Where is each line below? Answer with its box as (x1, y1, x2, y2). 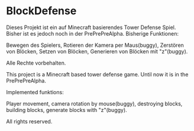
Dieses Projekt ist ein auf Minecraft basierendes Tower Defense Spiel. (6, 24, 176, 31)
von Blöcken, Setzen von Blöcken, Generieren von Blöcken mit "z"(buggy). (6, 47, 188, 55)
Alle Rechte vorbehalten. (6, 59, 66, 66)
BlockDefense (6, 4, 77, 18)
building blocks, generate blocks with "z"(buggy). (6, 106, 127, 113)
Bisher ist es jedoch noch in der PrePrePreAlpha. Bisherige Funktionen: (6, 30, 179, 37)
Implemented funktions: (6, 88, 64, 95)
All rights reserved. (6, 117, 53, 125)
